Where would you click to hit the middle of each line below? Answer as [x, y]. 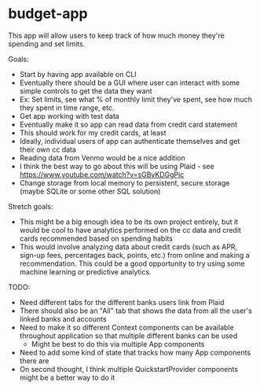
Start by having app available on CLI [78, 74]
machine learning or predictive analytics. [85, 271]
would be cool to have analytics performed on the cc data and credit [130, 230]
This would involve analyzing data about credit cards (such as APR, [128, 247]
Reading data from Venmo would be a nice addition [103, 157]
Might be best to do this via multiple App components [118, 344]
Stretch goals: [31, 206]
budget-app [48, 14]
